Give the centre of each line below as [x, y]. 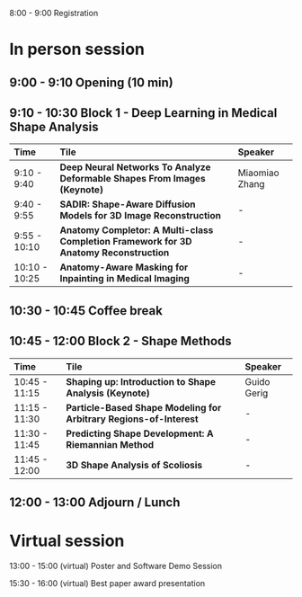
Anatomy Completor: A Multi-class [137, 230]
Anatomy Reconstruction [115, 253]
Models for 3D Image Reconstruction [141, 216]
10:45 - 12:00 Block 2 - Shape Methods [120, 341]
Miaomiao [259, 173]
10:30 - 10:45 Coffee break [86, 311]
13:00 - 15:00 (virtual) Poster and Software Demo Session [116, 566]
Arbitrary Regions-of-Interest [133, 419]
